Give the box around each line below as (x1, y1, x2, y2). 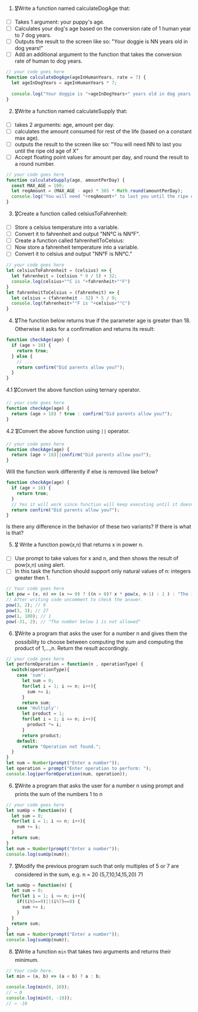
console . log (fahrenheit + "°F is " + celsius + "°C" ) (11, 300, 131, 307)
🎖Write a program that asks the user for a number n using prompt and (14, 782, 184, 789)
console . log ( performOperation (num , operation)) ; (6, 771, 128, 777)
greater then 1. (14, 574, 50, 581)
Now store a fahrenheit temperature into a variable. (14, 244, 139, 251)
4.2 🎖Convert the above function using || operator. (6, 427, 130, 435)
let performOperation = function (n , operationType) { (6, 661, 144, 668)
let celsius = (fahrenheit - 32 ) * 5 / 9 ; (11, 295, 117, 301)
